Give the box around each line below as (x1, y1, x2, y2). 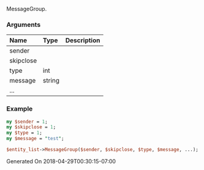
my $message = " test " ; (6, 136, 64, 142)
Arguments (6, 20, 41, 29)
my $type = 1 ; (6, 130, 43, 136)
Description (65, 36, 100, 45)
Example (6, 105, 33, 113)
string (42, 76, 60, 85)
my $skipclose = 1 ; (6, 124, 56, 130)
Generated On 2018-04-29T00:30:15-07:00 (6, 157, 116, 164)
